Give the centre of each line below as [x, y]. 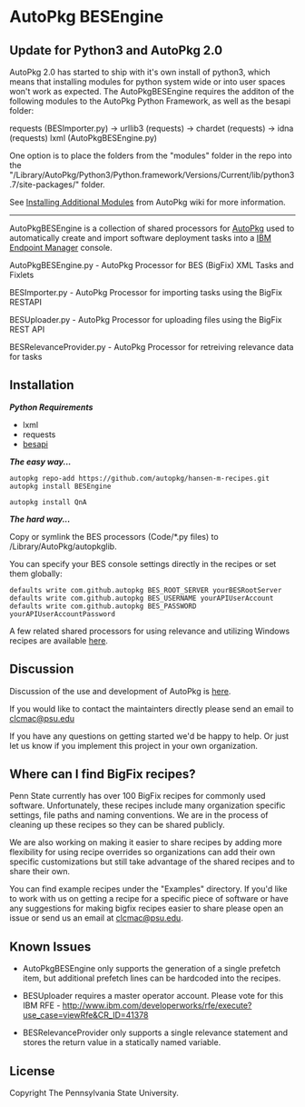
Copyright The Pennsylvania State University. [94, 1093]
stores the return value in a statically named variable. [122, 1042]
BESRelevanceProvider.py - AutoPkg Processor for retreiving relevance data [152, 347]
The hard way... [40, 519]
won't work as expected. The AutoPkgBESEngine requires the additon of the [152, 91]
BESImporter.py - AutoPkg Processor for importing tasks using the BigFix [146, 292]
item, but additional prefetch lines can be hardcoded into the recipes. [152, 978]
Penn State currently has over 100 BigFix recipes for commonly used [138, 796]
